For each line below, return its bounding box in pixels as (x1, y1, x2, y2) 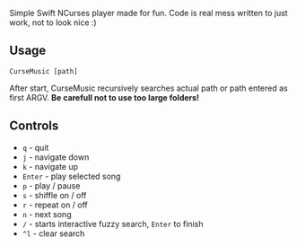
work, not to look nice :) (9, 17, 97, 28)
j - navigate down (22, 152, 90, 163)
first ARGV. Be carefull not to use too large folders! (9, 92, 200, 102)
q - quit (22, 142, 49, 153)
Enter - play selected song (22, 171, 121, 181)
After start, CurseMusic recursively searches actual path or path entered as (9, 83, 289, 93)
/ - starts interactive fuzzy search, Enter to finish (22, 218, 204, 229)
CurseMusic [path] (9, 66, 78, 75)
